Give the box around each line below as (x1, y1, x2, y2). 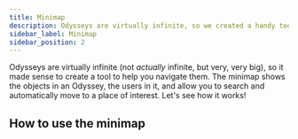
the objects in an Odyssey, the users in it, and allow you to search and (9, 81, 265, 91)
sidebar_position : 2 (9, 37, 86, 47)
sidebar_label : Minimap (9, 29, 98, 38)
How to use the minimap (9, 116, 146, 131)
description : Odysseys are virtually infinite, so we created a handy (9, 21, 276, 30)
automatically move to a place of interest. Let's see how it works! (9, 90, 247, 101)
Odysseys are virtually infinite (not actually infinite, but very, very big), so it (9, 62, 284, 73)
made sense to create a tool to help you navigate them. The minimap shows (9, 72, 286, 82)
